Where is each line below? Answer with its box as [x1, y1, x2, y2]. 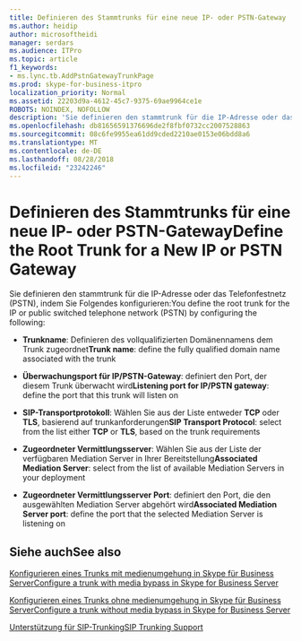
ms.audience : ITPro [9, 47, 82, 56]
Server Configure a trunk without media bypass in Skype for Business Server [9, 604, 291, 615]
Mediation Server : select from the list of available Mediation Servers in [21, 463, 285, 473]
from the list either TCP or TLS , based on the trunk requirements [21, 427, 261, 437]
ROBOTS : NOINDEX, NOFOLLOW [9, 105, 110, 114]
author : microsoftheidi [9, 30, 99, 39]
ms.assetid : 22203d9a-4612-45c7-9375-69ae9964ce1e [9, 96, 202, 106]
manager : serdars [9, 38, 74, 48]
